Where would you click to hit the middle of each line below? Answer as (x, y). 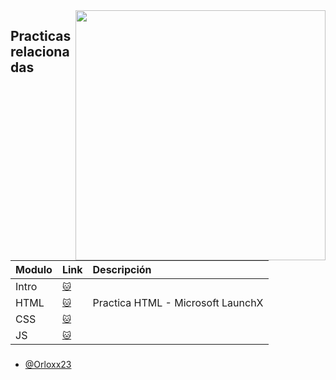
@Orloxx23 (48, 364)
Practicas (41, 36)
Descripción (122, 269)
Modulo (34, 269)
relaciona (40, 52)
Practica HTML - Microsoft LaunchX (178, 302)
